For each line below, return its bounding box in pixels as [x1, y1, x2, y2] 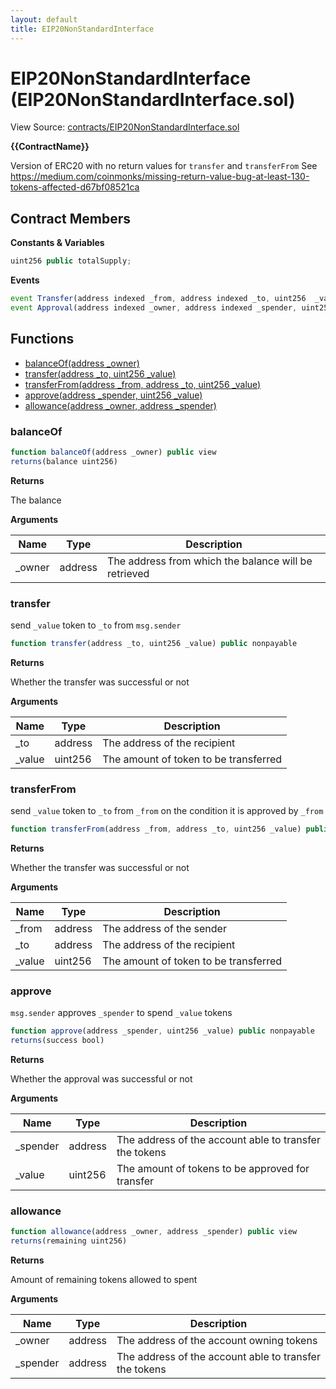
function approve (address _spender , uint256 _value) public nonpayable [10, 1026, 315, 1036]
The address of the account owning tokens [116, 1334, 318, 1348]
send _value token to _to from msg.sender [10, 619, 182, 631]
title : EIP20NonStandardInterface [10, 24, 155, 34]
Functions [10, 331, 75, 348]
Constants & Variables [10, 237, 105, 249]
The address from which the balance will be [107, 554, 313, 568]
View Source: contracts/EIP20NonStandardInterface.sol [10, 121, 240, 133]
